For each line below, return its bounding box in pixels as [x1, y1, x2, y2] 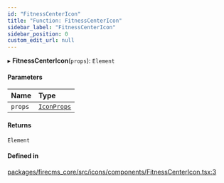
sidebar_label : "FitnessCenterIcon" [7, 23, 116, 31]
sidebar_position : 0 [7, 30, 69, 38]
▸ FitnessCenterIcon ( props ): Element [7, 56, 115, 65]
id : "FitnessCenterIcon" [7, 10, 81, 18]
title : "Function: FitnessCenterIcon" [7, 17, 122, 24]
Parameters [7, 73, 43, 81]
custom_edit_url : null [7, 37, 75, 44]
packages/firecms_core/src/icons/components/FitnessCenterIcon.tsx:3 [7, 167, 217, 176]
